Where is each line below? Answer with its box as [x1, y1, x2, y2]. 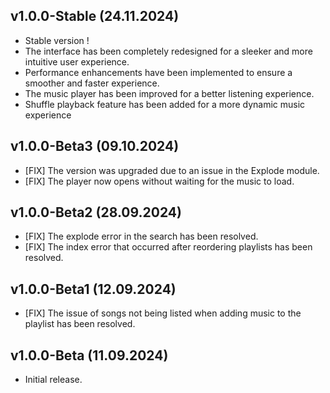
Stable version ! [24, 34, 90, 46]
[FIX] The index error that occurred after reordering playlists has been [24, 241, 313, 253]
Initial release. [24, 374, 83, 386]
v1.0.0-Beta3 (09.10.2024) [10, 138, 180, 155]
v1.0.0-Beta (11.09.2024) [10, 347, 169, 364]
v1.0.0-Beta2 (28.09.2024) [10, 204, 182, 221]
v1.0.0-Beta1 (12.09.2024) [10, 280, 177, 298]
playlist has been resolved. [24, 318, 136, 330]
